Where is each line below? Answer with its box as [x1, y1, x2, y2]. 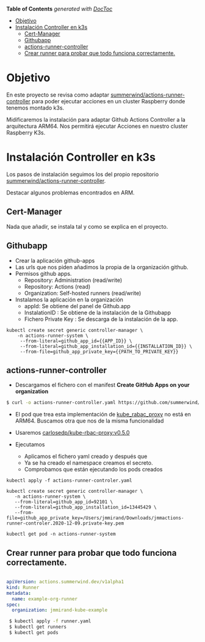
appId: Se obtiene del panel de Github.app [24, 302, 131, 309]
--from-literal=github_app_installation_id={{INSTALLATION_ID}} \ [20, 343, 192, 349]
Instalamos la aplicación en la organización [15, 296, 124, 303]
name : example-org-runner [12, 596, 78, 602]
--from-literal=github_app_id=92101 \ [14, 499, 113, 505]
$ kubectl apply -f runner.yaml [9, 618, 92, 624]
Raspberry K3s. [6, 128, 46, 136]
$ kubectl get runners [9, 624, 67, 630]
